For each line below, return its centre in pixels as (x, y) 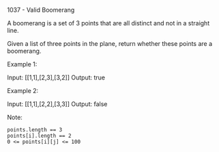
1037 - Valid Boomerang (41, 10)
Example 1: (22, 64)
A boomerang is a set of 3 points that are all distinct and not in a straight (108, 23)
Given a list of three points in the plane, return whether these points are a (110, 43)
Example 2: (23, 91)
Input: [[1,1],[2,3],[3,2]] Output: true (56, 77)
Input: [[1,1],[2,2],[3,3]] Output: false (57, 104)
